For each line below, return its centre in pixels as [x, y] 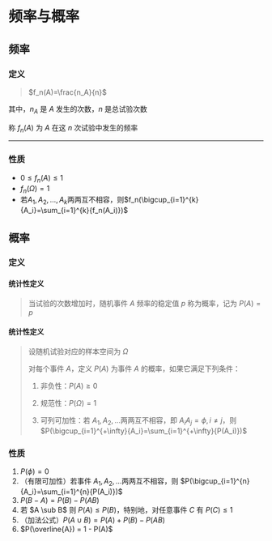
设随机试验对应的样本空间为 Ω [78, 351]
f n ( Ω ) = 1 [35, 189]
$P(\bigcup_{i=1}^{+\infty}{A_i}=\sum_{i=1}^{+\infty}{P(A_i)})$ [144, 431]
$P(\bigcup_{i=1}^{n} [215, 481]
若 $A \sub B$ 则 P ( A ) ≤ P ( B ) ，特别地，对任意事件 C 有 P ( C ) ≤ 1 [126, 509]
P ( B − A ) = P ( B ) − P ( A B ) [59, 500]
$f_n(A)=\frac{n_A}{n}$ [67, 92]
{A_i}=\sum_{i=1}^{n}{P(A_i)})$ [71, 492]
